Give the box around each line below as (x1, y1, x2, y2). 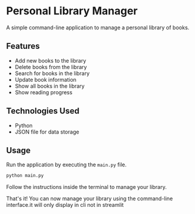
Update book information (14, 76, 76, 83)
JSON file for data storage (14, 128, 79, 135)
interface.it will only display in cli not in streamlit (6, 201, 124, 209)
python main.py (6, 173, 44, 179)
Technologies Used (6, 106, 79, 116)
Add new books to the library (14, 57, 86, 64)
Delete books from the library (14, 63, 88, 70)
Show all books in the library (14, 82, 85, 89)
